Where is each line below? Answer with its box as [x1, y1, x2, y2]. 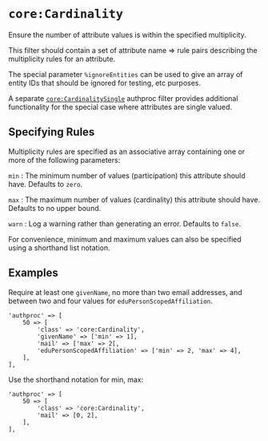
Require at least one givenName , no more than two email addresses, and [8, 287, 242, 297]
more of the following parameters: [8, 155, 121, 164]
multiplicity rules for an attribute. [8, 54, 116, 63]
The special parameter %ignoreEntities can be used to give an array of [8, 69, 243, 79]
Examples [8, 266, 58, 280]
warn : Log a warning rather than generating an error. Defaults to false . [8, 219, 242, 229]
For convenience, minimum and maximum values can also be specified [8, 234, 242, 244]
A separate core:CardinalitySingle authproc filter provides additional [8, 93, 238, 103]
